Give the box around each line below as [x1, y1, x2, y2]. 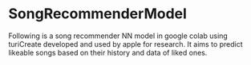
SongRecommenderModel [8, 5, 187, 23]
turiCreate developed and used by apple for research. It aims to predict [8, 39, 243, 48]
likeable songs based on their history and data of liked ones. [8, 48, 208, 57]
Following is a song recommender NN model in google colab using [8, 31, 229, 40]
